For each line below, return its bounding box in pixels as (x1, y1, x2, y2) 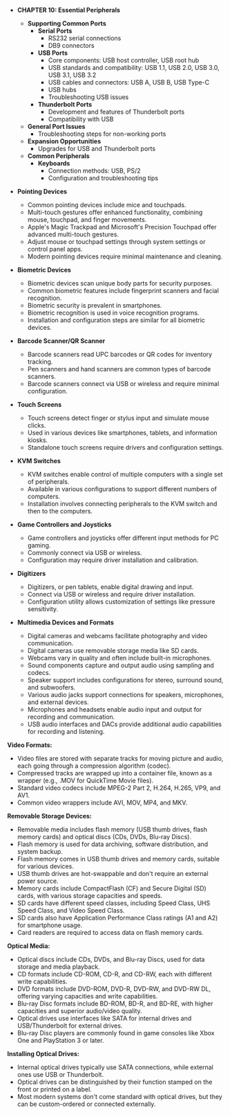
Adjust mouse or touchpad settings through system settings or (27, 238, 206, 245)
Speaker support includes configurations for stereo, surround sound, (27, 676, 224, 684)
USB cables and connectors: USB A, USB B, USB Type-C (48, 78, 210, 86)
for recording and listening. (27, 728, 105, 735)
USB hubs (48, 86, 77, 94)
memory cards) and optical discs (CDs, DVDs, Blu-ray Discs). (17, 833, 192, 841)
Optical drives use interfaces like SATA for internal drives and (17, 1015, 192, 1022)
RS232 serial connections (48, 34, 122, 42)
